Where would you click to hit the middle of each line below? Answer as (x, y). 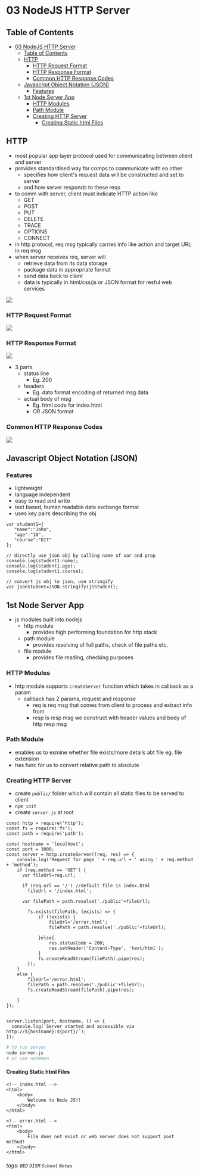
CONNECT (37, 238)
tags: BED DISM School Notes (39, 1165)
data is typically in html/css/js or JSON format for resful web (98, 282)
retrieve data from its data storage (66, 263)
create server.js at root (44, 812)
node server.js (25, 1053)
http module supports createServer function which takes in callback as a (104, 686)
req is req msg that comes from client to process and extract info (112, 705)
